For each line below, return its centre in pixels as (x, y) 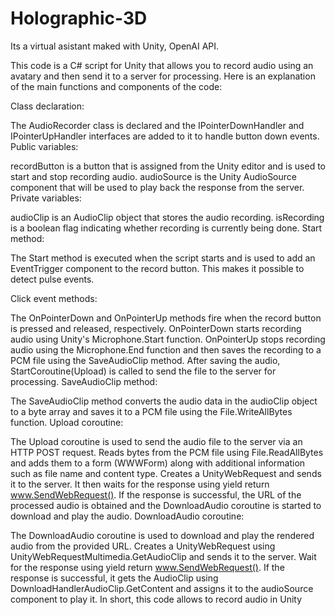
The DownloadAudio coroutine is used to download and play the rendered (162, 535)
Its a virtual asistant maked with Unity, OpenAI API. (115, 46)
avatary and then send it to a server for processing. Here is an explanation (163, 76)
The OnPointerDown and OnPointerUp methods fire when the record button (166, 318)
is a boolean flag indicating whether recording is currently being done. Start (166, 228)
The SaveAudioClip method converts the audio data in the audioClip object (164, 401)
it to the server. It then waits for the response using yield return (140, 484)
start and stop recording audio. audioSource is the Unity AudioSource (153, 176)
